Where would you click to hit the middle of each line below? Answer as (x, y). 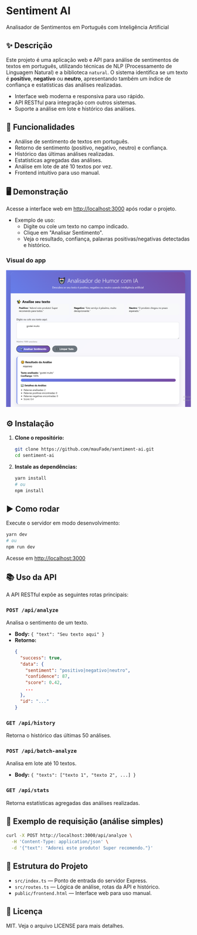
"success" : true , (41, 658)
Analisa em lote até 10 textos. (41, 763)
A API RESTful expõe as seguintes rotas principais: (67, 595)
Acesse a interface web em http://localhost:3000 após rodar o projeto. (91, 209)
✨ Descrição (29, 46)
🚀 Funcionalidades (40, 127)
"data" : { (32, 664)
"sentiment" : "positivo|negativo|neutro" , (78, 670)
